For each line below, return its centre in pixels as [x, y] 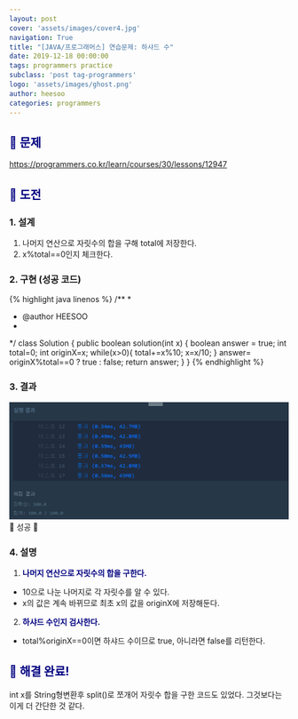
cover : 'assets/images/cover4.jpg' [75, 28]
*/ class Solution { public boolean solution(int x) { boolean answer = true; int [148, 343]
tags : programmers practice [61, 66]
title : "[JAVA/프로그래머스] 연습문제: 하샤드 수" [92, 47]
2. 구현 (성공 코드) [45, 279]
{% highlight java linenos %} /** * [70, 300]
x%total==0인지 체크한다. [67, 254]
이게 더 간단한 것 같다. [47, 706]
